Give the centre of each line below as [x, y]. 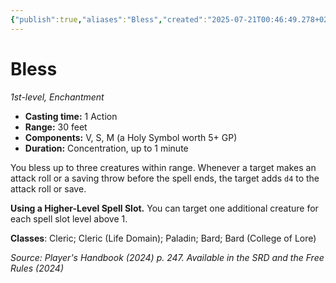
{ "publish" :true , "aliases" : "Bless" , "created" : [109, 19]
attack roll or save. [48, 188]
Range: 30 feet [56, 127]
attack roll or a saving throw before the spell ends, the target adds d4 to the [165, 178]
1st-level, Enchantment [57, 97]
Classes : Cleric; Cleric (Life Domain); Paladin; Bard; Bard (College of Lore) [163, 238]
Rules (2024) [37, 268]
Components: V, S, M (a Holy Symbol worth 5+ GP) [131, 137]
